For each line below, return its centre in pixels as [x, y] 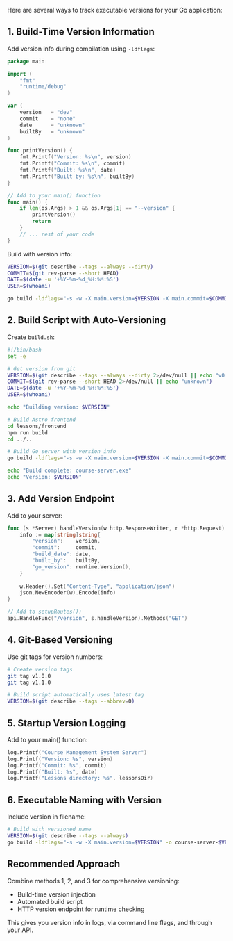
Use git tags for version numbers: [55, 657]
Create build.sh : [31, 337]
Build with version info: [40, 254]
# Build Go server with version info [62, 452]
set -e [17, 356]
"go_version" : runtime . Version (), [82, 567]
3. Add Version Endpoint [61, 499]
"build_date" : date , [62, 554]
